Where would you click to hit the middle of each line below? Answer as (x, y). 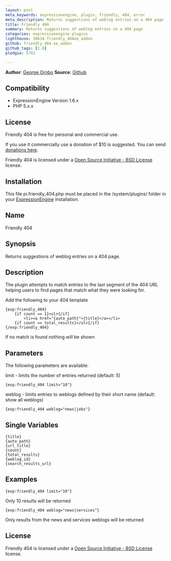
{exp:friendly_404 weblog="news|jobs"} (48, 409)
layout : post (19, 10)
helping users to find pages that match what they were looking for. (75, 290)
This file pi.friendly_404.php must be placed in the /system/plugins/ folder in (86, 194)
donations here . (22, 150)
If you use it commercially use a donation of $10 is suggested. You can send (85, 145)
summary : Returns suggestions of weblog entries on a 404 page (74, 29)
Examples (21, 480)
